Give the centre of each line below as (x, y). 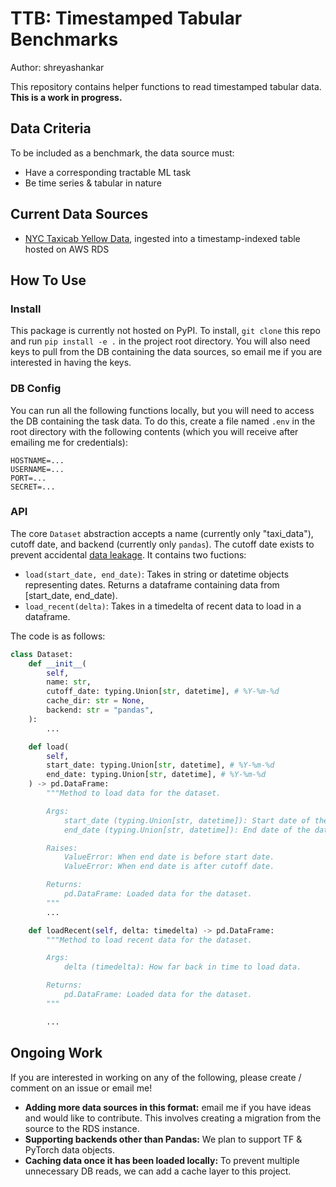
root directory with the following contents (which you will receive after (154, 431)
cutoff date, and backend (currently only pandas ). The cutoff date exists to (162, 544)
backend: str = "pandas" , (100, 710)
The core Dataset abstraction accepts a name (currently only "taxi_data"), (162, 533)
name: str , (69, 682)
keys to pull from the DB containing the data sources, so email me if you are (166, 352)
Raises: (62, 848)
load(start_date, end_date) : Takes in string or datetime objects (157, 574)
